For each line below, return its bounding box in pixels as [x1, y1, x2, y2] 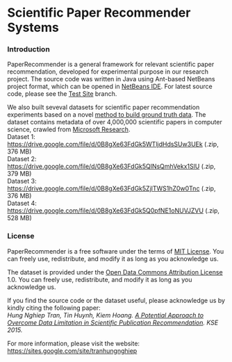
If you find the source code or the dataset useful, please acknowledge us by [7, 296, 226, 304]
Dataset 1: [7, 133, 36, 141]
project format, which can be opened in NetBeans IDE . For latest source [7, 82, 213, 91]
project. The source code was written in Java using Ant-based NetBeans [7, 75, 215, 83]
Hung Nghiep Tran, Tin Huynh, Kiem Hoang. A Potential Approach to [7, 311, 204, 319]
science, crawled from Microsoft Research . [7, 125, 131, 133]
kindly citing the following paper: [7, 304, 101, 312]
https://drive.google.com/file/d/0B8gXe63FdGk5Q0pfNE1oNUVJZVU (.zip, [7, 206, 220, 215]
